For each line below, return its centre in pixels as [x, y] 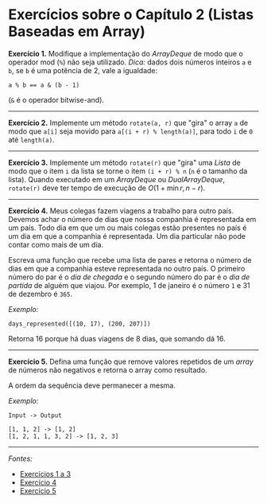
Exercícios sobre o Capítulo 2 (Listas [131, 15]
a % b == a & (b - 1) [44, 85]
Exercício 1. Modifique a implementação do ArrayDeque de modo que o [126, 53]
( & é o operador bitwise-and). [56, 99]
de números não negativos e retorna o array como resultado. [108, 370]
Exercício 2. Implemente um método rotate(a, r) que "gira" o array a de [128, 123]
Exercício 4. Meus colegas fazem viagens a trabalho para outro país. [121, 211]
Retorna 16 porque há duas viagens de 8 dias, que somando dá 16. [117, 338]
